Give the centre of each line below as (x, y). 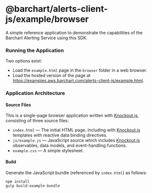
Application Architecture (35, 93)
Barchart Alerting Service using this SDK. (47, 38)
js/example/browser (47, 19)
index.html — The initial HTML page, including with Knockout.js (76, 130)
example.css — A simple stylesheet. (48, 151)
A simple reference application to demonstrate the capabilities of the (74, 32)
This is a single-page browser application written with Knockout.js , (72, 115)
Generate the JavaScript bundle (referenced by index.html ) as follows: (76, 173)
